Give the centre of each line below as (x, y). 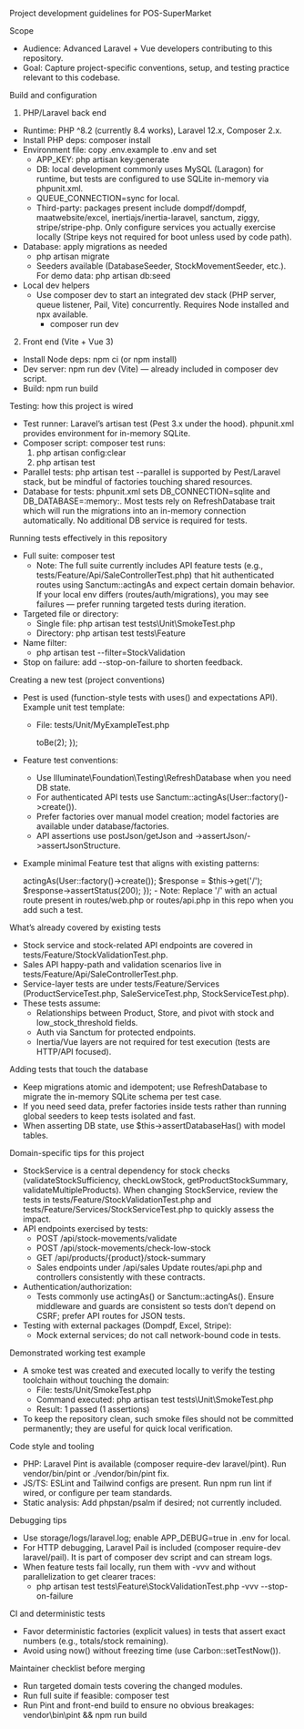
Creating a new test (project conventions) (87, 680)
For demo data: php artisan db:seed (103, 276)
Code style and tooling (52, 1446)
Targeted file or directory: (71, 614)
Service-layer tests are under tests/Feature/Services (121, 984)
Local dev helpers (56, 285)
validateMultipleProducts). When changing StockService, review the (150, 1190)
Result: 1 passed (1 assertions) (93, 1409)
